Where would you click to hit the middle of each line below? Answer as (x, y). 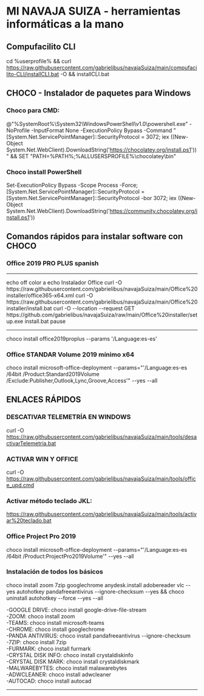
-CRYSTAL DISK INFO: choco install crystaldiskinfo (70, 655)
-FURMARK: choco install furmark (49, 649)
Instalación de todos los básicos (55, 572)
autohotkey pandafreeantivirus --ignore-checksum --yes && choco (100, 591)
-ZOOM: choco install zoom (41, 616)
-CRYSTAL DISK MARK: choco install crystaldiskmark (73, 661)
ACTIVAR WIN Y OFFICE (42, 459)
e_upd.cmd (20, 485)
